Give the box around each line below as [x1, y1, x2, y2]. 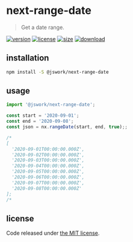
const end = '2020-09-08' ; [6, 119, 74, 125]
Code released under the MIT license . [6, 229, 100, 237]
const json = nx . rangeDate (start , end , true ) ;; [6, 124, 128, 130]
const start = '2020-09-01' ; [6, 113, 79, 119]
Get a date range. [20, 24, 64, 31]
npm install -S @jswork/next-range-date [6, 69, 110, 75]
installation [6, 53, 49, 64]
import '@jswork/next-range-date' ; [6, 102, 96, 108]
